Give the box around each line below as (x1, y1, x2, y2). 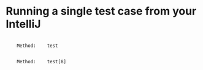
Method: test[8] (17, 58, 67, 65)
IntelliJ (6, 17, 41, 31)
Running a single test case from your (6, 4, 197, 18)
